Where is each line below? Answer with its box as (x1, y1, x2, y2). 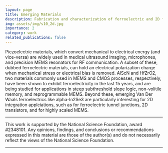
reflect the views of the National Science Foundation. (5, 137, 114, 143)
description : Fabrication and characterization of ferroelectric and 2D (5, 16, 160, 21)
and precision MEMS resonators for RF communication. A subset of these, (5, 59, 158, 65)
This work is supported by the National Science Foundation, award (5, 121, 142, 127)
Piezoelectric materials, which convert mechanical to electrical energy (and (5, 48, 160, 55)
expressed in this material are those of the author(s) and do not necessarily (5, 132, 160, 138)
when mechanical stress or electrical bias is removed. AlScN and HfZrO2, (5, 70, 156, 76)
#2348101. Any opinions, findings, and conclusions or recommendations (5, 127, 154, 133)
